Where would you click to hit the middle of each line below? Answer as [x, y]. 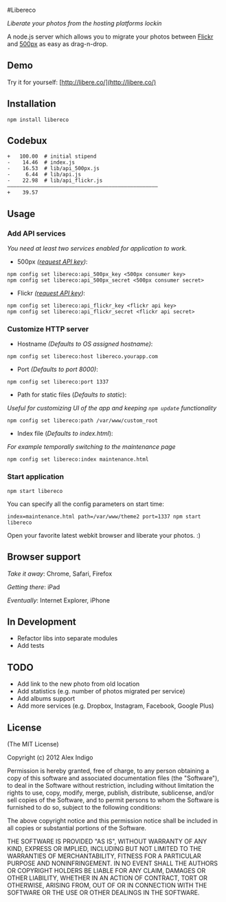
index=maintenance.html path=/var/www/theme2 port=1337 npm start [104, 516]
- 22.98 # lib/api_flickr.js [55, 181]
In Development [42, 621]
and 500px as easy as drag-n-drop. [58, 44]
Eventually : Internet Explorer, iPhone [59, 600]
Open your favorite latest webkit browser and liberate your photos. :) [104, 535]
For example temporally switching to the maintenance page [92, 447]
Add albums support [46, 699]
